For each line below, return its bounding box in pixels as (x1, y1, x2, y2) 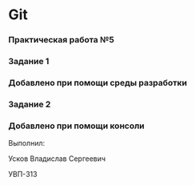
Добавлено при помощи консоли (8, 120, 145, 131)
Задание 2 (8, 99, 51, 110)
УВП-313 (8, 170, 38, 179)
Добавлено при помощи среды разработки (8, 77, 188, 88)
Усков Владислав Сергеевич (8, 154, 106, 163)
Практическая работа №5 (8, 34, 114, 46)
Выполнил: (8, 139, 46, 148)
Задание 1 (8, 56, 50, 67)
